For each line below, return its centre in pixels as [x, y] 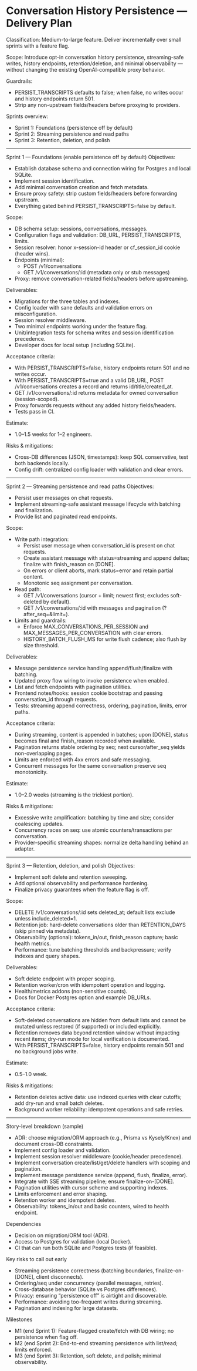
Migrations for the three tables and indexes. [67, 301]
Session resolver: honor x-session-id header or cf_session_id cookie [97, 247]
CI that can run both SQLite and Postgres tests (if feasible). [86, 1248]
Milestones [19, 1319]
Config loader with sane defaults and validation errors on [83, 307]
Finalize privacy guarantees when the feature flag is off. [82, 889]
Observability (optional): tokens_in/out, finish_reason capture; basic [96, 937]
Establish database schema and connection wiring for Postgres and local [103, 168]
